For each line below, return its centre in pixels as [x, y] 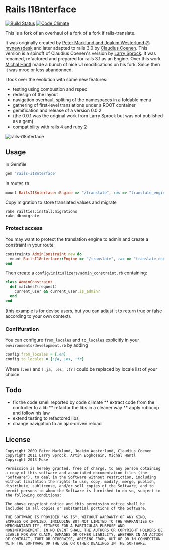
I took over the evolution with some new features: [56, 79]
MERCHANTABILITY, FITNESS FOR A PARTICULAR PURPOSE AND [65, 526]
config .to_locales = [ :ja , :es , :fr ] [45, 359]
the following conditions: [33, 495]
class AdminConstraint [29, 282]
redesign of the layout [35, 94]
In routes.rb [17, 183]
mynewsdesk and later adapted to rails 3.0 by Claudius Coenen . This [76, 48]
